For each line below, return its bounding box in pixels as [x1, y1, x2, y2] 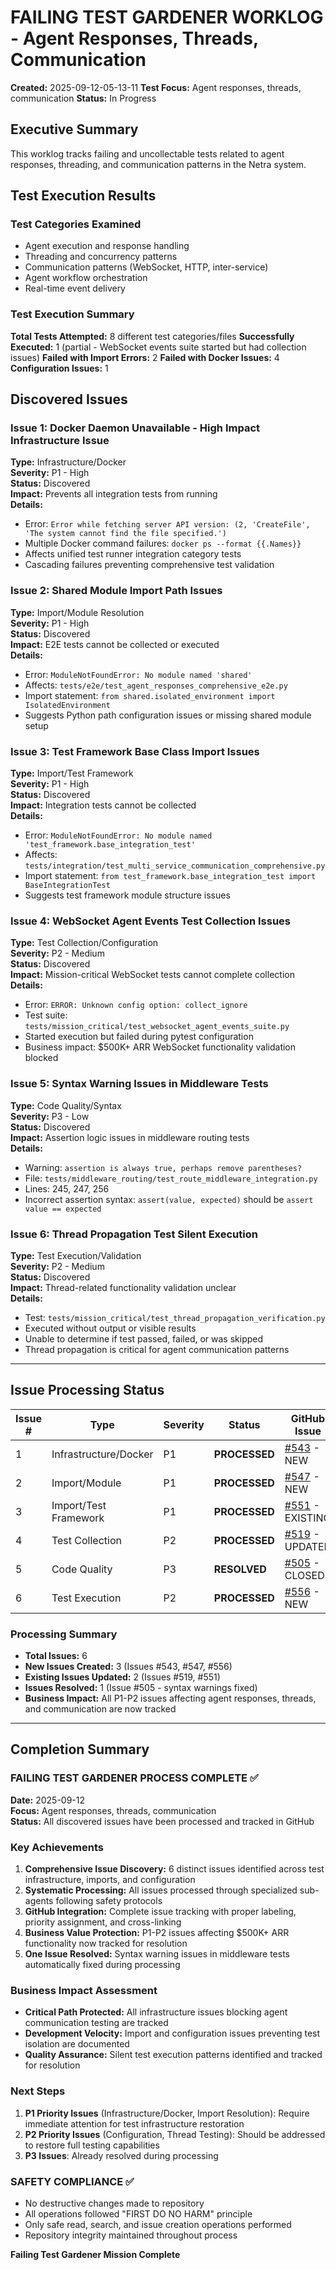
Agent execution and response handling [24, 240, 190, 252]
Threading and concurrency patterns [24, 251, 178, 263]
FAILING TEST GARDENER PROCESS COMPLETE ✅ [10, 1771, 259, 1785]
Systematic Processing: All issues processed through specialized [24, 1884, 298, 1896]
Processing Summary [10, 1627, 118, 1641]
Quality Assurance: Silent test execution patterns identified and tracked [24, 2049, 323, 2061]
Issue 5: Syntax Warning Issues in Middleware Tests [10, 1077, 269, 1091]
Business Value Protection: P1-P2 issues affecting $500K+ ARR [24, 1927, 290, 1938]
